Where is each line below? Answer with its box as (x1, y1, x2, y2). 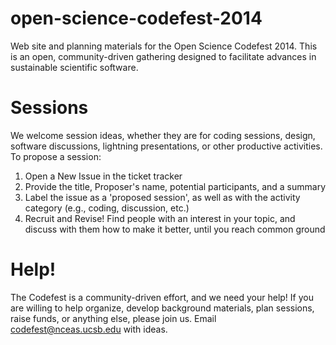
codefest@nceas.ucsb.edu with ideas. (10, 323, 168, 335)
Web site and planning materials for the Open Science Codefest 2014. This (10, 40, 318, 52)
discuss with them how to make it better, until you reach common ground (24, 223, 326, 235)
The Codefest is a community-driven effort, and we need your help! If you (10, 291, 314, 303)
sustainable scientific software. (10, 61, 139, 73)
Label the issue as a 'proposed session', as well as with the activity (24, 191, 301, 203)
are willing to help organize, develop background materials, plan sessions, (10, 302, 315, 314)
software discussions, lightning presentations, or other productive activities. (10, 140, 323, 152)
